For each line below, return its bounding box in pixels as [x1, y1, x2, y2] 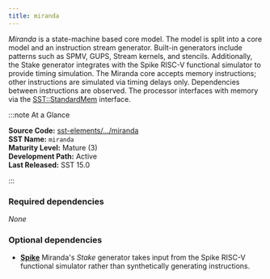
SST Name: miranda [8, 134, 74, 144]
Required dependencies [8, 196, 104, 207]
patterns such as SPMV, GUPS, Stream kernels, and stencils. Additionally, [8, 51, 253, 61]
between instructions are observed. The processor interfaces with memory [8, 86, 259, 95]
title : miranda [8, 11, 60, 20]
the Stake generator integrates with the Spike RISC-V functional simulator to [8, 60, 261, 70]
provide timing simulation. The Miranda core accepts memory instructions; [8, 68, 257, 78]
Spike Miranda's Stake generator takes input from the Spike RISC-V [19, 252, 246, 263]
